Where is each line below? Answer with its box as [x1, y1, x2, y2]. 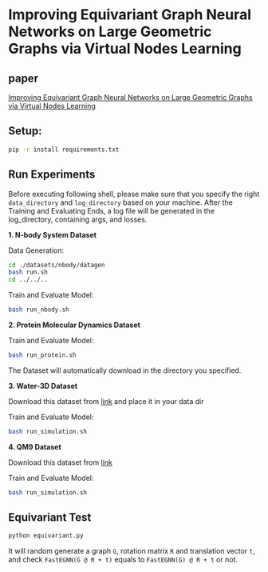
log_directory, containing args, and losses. [8, 214, 148, 224]
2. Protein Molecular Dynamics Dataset [8, 320, 141, 330]
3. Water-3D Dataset [8, 381, 78, 390]
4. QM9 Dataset [8, 442, 61, 451]
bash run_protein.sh [8, 351, 77, 359]
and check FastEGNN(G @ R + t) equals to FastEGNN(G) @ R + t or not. [8, 554, 238, 565]
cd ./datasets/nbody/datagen [8, 261, 105, 269]
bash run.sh [8, 268, 48, 277]
